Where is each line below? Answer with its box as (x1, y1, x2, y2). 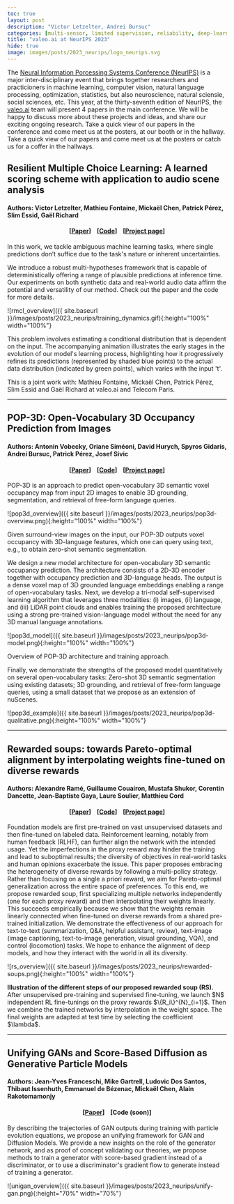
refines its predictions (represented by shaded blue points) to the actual (7, 357, 213, 366)
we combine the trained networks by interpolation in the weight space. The (7, 1005, 223, 1014)
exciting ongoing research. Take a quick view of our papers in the (7, 120, 195, 128)
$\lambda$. (7, 1020, 40, 1028)
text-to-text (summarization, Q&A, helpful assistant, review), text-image (7, 927, 212, 935)
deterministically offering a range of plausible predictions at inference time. (7, 271, 223, 279)
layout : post (7, 17, 45, 24)
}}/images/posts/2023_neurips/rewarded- (91, 962, 212, 971)
